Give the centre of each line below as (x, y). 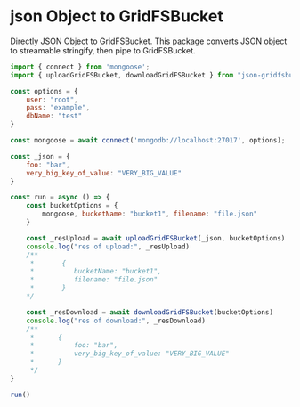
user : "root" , (52, 100)
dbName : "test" (54, 116)
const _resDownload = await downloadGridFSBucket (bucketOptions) (150, 312)
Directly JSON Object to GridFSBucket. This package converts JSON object (149, 41)
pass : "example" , (58, 108)
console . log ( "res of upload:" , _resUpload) (108, 247)
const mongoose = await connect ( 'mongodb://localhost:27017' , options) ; (148, 141)
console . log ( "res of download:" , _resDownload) (116, 321)
